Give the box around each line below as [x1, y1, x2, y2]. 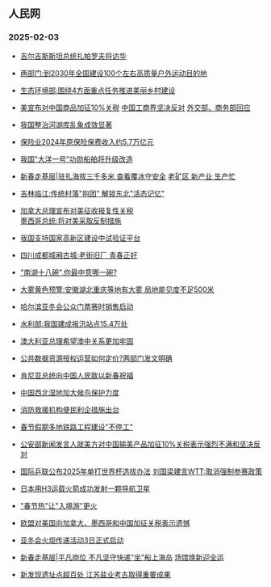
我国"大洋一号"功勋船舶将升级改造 [19, 154, 133, 163]
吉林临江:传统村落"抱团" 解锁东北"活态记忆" [19, 188, 165, 198]
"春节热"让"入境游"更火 [19, 500, 98, 510]
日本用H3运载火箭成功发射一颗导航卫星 [19, 484, 151, 493]
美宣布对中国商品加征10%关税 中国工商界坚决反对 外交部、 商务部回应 [19, 103, 251, 112]
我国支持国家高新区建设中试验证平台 [19, 233, 141, 243]
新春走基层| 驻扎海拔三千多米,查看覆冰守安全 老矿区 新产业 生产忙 [19, 171, 236, 181]
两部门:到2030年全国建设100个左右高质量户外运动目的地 [19, 68, 208, 78]
